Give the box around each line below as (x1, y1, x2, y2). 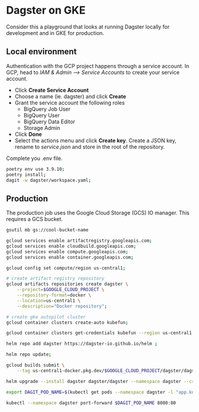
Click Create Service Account (14, 87, 89, 94)
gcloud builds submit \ (6, 362, 65, 368)
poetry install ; (6, 171, 46, 178)
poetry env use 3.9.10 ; (6, 166, 65, 172)
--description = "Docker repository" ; (17, 303, 108, 309)
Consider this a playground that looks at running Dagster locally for (6, 23, 170, 30)
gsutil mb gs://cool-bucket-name (6, 227, 89, 233)
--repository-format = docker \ (17, 292, 92, 298)
